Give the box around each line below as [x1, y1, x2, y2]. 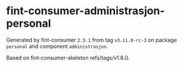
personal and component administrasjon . [6, 43, 108, 50]
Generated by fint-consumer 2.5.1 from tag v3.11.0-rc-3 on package [6, 36, 177, 43]
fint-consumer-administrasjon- [6, 4, 165, 18]
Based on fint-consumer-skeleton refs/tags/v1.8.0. [6, 54, 130, 61]
